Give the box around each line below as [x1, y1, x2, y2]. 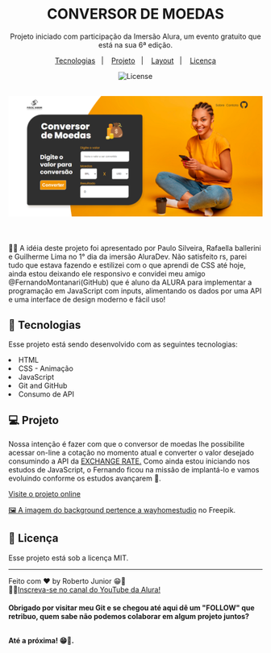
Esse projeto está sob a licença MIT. [8, 553, 129, 563]
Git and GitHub [19, 381, 68, 390]
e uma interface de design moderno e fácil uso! [8, 295, 166, 305]
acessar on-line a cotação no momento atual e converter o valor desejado [8, 447, 254, 457]
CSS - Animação [19, 364, 74, 373]
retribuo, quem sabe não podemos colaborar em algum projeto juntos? [8, 612, 250, 622]
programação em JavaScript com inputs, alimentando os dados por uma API [8, 286, 262, 296]
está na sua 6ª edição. [98, 40, 173, 49]
